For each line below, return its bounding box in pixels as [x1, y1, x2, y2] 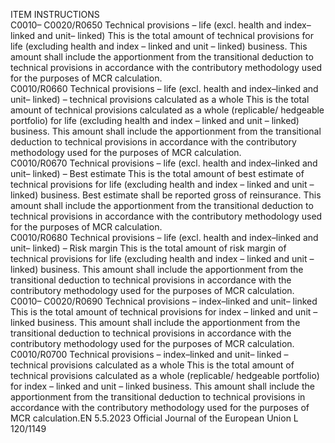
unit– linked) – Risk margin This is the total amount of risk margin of [10, 242, 287, 254]
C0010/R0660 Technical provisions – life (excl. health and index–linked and [10, 83, 319, 94]
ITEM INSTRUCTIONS [10, 9, 100, 20]
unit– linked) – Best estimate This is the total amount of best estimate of [10, 168, 305, 179]
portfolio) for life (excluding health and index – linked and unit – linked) [10, 115, 300, 126]
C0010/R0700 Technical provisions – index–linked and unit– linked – [10, 349, 289, 360]
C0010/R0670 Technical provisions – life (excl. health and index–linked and [10, 157, 318, 169]
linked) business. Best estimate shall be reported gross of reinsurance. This [10, 189, 322, 201]
